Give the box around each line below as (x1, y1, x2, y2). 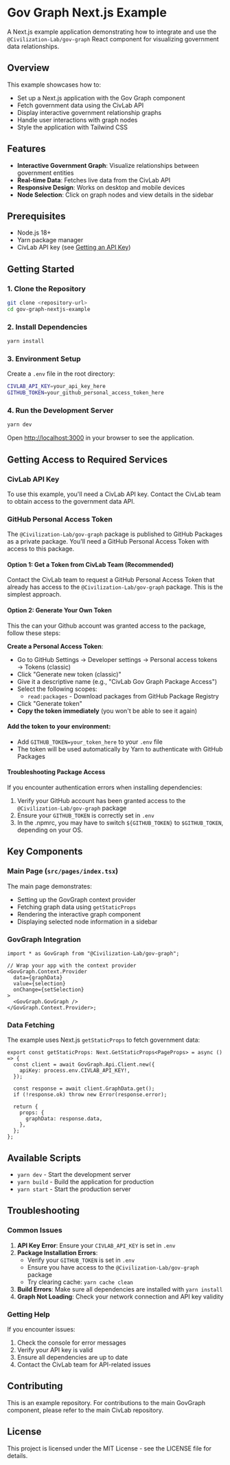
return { (13, 1103, 38, 1111)
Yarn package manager (16, 236, 84, 244)
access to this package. (7, 545, 74, 553)
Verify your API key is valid (16, 1346, 93, 1354)
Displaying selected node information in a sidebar (16, 917, 158, 926)
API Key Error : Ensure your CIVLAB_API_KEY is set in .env (16, 1241, 176, 1250)
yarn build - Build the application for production (16, 1178, 154, 1186)
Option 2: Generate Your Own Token (7, 606, 112, 614)
